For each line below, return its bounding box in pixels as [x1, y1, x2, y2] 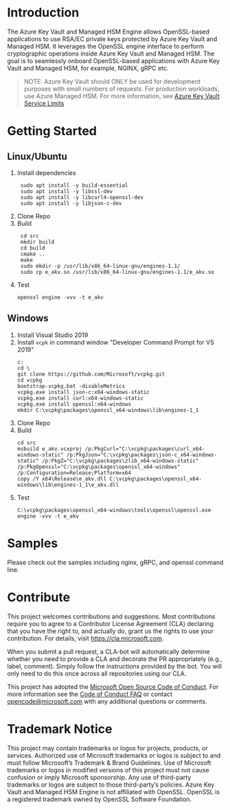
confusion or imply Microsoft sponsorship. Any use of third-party [7, 773, 192, 781]
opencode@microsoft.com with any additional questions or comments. [7, 697, 207, 705]
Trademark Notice [7, 721, 113, 737]
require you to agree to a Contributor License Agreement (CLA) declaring [7, 619, 214, 627]
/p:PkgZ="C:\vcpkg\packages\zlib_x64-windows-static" [42, 457, 199, 464]
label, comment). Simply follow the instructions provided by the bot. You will [7, 662, 222, 670]
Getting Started [7, 124, 97, 139]
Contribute [7, 589, 71, 605]
